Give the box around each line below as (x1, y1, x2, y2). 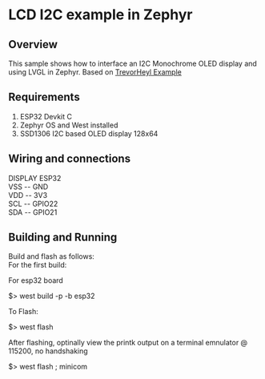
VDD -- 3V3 (8, 190, 48, 200)
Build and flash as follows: (8, 252, 94, 261)
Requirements (8, 91, 80, 104)
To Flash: (8, 307, 38, 317)
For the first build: (8, 260, 67, 270)
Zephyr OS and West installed (19, 120, 118, 130)
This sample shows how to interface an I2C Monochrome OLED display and (8, 58, 258, 68)
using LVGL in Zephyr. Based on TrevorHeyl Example (8, 67, 182, 77)
